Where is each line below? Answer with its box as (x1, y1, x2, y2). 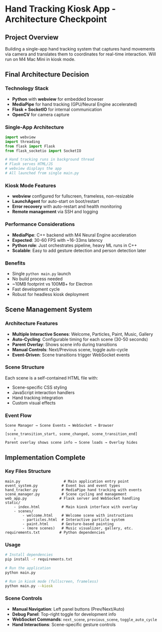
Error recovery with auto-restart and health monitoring (12, 203, 122, 210)
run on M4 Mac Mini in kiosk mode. (5, 56, 76, 62)
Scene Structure (5, 364, 45, 371)
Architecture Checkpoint (5, 14, 107, 25)
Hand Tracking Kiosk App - (5, 3, 116, 15)
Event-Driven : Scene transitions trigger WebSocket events (12, 352, 130, 358)
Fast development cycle (12, 286, 60, 292)
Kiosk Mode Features (5, 182, 56, 189)
